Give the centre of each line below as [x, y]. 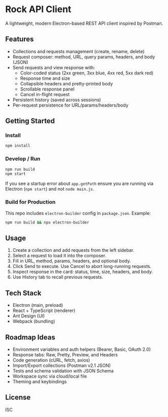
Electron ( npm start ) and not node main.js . [50, 189]
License [18, 398]
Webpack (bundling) [34, 321]
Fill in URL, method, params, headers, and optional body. [72, 261]
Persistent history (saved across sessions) [57, 100]
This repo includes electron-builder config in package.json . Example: [78, 213]
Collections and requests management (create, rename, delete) [78, 51]
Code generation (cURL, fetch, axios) [51, 360]
